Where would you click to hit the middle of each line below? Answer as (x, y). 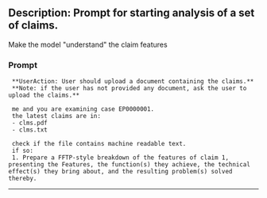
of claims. (33, 26)
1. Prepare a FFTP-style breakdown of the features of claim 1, (120, 158)
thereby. (23, 179)
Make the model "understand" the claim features (88, 44)
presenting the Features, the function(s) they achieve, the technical (129, 165)
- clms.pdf (29, 123)
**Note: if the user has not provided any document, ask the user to (129, 89)
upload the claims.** (44, 95)
